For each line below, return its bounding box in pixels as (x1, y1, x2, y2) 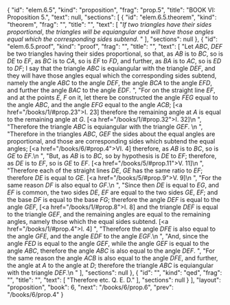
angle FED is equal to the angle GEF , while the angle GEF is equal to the (7, 240, 209, 247)
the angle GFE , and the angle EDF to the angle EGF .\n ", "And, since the (7, 232, 209, 240)
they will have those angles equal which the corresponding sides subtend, (7, 71, 217, 80)
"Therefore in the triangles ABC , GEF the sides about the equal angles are (7, 130, 216, 138)
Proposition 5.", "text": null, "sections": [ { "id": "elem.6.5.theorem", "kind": (7, 13, 217, 21)
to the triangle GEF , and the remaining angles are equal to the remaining (7, 210, 211, 218)
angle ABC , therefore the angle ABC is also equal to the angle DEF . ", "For (7, 247, 215, 255)
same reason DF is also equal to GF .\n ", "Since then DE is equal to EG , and (7, 181, 220, 189)
